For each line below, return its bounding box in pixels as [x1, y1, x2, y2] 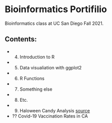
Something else [19, 86, 53, 92]
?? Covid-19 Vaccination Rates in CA [12, 113, 88, 119]
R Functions [19, 75, 45, 81]
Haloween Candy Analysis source [19, 107, 90, 113]
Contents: [5, 35, 37, 44]
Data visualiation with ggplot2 [19, 64, 82, 70]
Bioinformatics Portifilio [5, 4, 107, 15]
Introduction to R [19, 54, 55, 60]
